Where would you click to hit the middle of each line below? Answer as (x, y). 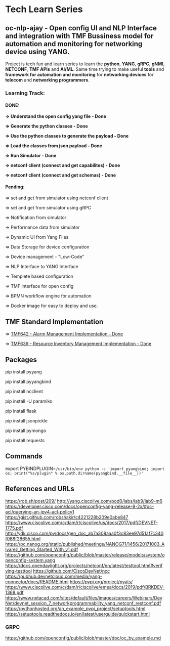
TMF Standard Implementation (54, 321)
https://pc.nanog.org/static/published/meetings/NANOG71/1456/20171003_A (85, 544)
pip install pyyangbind (28, 381)
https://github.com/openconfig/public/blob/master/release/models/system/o (85, 554)
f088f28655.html (23, 539)
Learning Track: (25, 93)
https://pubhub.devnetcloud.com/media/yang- (54, 576)
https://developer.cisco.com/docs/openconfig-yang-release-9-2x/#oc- (80, 506)
